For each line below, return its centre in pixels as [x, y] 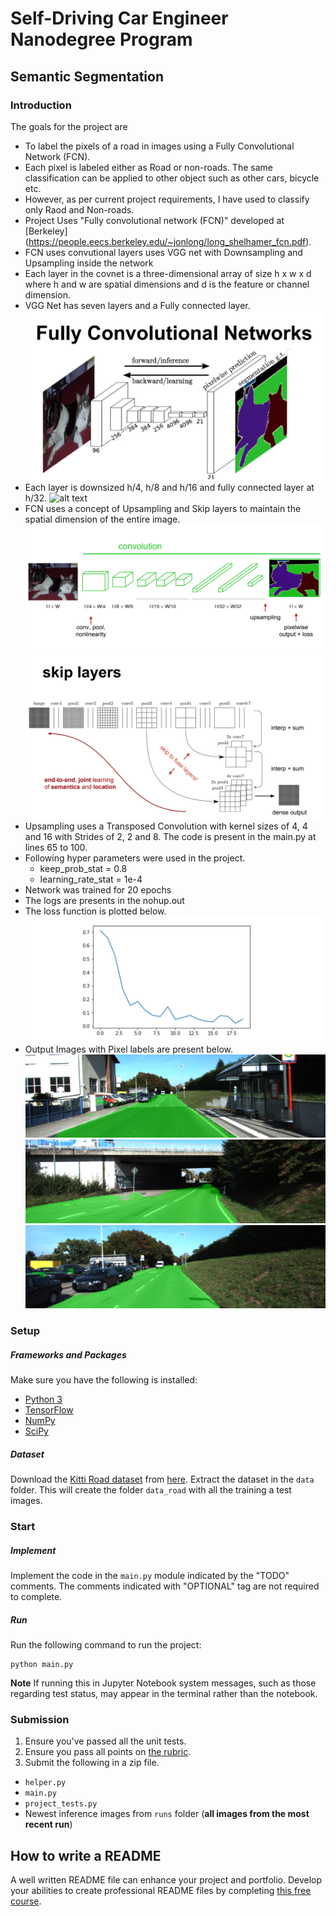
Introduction [41, 105]
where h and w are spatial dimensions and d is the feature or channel [167, 284]
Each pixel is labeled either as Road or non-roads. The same [148, 167]
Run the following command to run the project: [106, 1644]
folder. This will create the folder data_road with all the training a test [151, 1490]
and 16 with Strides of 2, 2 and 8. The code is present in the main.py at [170, 837]
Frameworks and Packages [68, 1354]
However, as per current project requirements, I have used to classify [167, 199]
